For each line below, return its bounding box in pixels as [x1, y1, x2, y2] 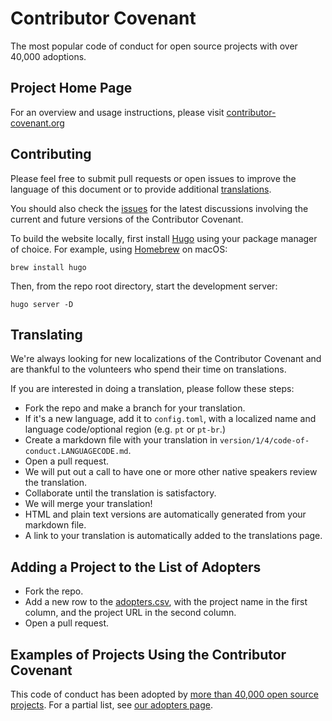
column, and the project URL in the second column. [24, 607, 237, 619]
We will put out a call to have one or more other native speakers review [24, 466, 318, 478]
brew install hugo [10, 262, 87, 272]
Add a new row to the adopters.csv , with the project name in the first [24, 596, 308, 608]
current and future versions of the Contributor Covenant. [10, 213, 244, 225]
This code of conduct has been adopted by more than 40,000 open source [10, 688, 319, 700]
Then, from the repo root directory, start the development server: [10, 280, 278, 292]
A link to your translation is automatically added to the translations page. [24, 530, 323, 542]
